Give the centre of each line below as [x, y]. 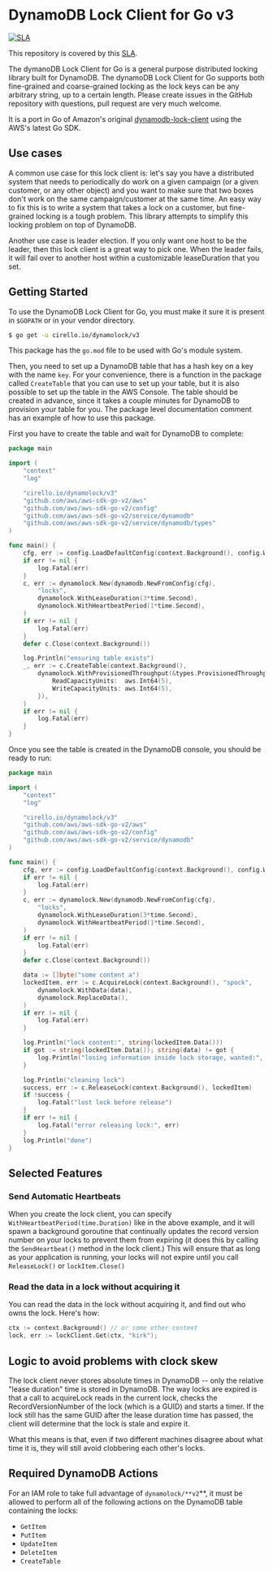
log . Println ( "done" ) [58, 1140]
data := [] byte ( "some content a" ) [81, 975]
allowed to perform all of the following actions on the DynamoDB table [126, 1501]
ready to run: [30, 758]
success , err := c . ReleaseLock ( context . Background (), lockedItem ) [138, 1087]
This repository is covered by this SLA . [73, 53]
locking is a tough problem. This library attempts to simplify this [142, 216]
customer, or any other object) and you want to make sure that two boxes [131, 190]
